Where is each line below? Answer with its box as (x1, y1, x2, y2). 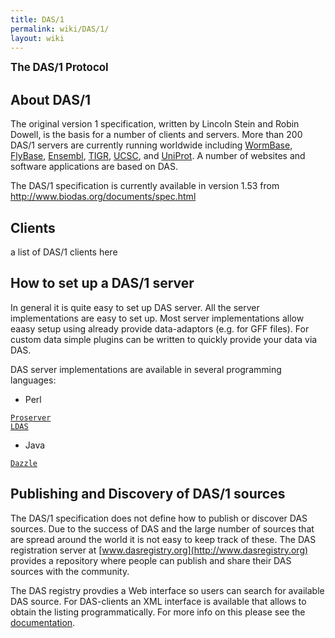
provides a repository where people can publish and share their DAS (10, 554, 292, 566)
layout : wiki (10, 33, 65, 43)
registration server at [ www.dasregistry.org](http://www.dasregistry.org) (10, 544, 309, 556)
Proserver (10, 412, 52, 423)
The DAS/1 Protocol (10, 61, 109, 75)
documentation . (10, 616, 76, 628)
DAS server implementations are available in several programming (10, 363, 282, 375)
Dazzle (10, 458, 38, 468)
